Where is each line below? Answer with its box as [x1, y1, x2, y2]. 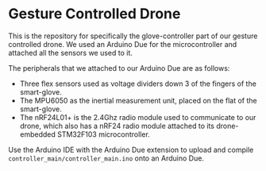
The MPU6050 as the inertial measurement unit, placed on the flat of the [19, 95, 257, 105]
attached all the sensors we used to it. [8, 48, 133, 57]
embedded [19, 129, 56, 139]
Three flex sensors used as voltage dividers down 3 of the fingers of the [19, 79, 256, 88]
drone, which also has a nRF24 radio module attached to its [19, 121, 214, 130]
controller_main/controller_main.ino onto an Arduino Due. [8, 153, 205, 163]
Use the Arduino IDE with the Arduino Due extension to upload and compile [8, 145, 254, 154]
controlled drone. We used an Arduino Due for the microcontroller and [8, 39, 237, 49]
